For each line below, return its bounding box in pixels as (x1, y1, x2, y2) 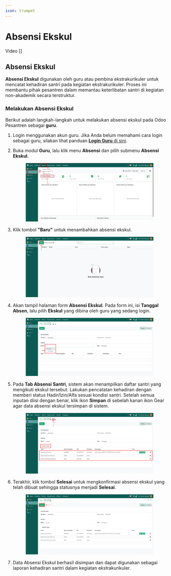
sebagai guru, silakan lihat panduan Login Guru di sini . (12, 137, 128, 143)
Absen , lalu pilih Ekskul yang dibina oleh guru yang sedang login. (12, 307, 151, 314)
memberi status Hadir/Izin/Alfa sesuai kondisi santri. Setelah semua (12, 392, 155, 398)
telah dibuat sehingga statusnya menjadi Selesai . (12, 484, 116, 490)
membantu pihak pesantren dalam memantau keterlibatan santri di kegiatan (5, 87, 164, 93)
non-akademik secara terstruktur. (5, 92, 76, 99)
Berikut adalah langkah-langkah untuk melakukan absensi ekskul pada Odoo (5, 116, 166, 123)
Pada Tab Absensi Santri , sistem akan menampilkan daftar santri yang (12, 381, 162, 388)
